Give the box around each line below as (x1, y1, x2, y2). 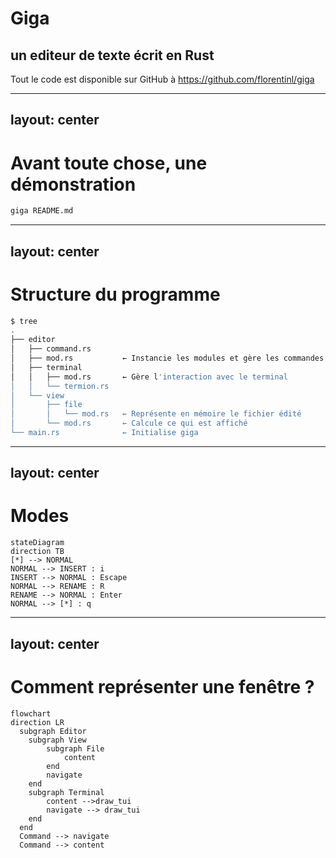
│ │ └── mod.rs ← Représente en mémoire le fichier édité (10, 409, 302, 419)
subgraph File (46, 743, 105, 754)
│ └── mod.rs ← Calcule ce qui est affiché (10, 418, 248, 429)
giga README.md (10, 206, 74, 216)
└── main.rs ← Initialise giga (10, 428, 199, 438)
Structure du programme (10, 283, 221, 306)
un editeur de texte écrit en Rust (10, 47, 215, 64)
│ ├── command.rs (10, 344, 92, 354)
